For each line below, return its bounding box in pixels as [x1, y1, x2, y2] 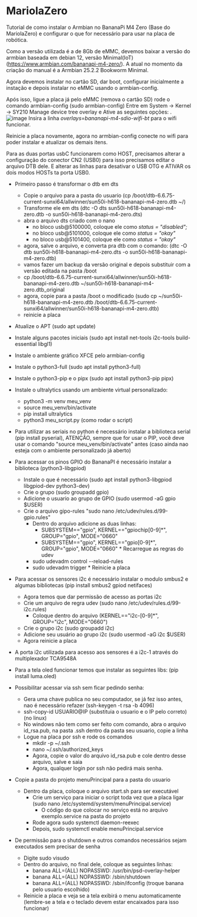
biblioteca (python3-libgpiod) [14, 464, 87, 471]
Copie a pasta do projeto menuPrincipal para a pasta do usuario [14, 776, 170, 783]
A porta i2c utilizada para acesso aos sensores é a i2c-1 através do [14, 649, 179, 656]
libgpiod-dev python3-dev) [23, 482, 90, 489]
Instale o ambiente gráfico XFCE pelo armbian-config [14, 352, 145, 359]
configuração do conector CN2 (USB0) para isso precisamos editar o [6, 156, 175, 163]
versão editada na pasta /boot [23, 267, 97, 274]
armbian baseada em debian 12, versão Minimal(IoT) [6, 54, 134, 61]
